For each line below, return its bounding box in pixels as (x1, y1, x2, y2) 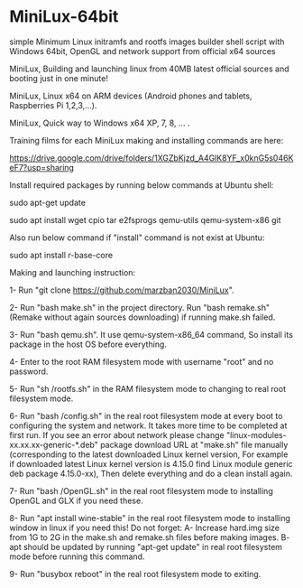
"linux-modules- (225, 429, 287, 440)
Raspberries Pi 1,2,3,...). (9, 99, 97, 110)
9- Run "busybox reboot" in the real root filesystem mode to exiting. (9, 568, 262, 579)
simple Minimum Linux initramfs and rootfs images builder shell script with (9, 36, 285, 47)
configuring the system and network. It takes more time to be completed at (9, 420, 288, 431)
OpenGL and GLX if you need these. (9, 495, 143, 506)
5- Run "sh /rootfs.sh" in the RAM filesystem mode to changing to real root (9, 383, 287, 394)
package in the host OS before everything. (9, 339, 167, 350)
